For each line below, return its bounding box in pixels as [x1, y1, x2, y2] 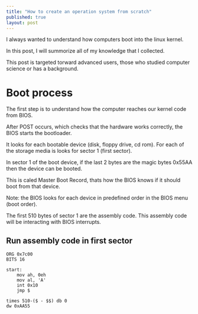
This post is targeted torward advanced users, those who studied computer [6, 59, 190, 66]
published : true [6, 14, 46, 20]
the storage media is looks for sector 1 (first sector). [6, 148, 132, 155]
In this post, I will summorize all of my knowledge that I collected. [6, 47, 165, 55]
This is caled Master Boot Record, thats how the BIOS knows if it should [6, 177, 181, 184]
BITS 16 [6, 257, 25, 262]
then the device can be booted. [6, 165, 83, 172]
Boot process [6, 86, 73, 100]
